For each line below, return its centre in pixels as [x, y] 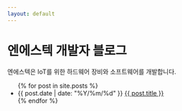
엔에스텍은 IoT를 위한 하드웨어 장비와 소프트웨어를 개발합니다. [92, 72]
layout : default [31, 14]
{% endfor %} [38, 100]
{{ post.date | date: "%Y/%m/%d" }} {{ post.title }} [91, 93]
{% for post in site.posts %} [58, 86]
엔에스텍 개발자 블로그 [67, 51]
